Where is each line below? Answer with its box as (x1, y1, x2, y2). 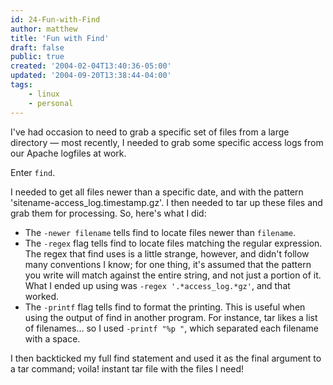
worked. (24, 290, 60, 302)
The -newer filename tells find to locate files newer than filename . (24, 226, 297, 238)
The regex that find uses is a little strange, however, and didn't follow (24, 247, 310, 260)
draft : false (10, 42, 65, 53)
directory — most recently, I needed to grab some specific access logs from (10, 136, 324, 148)
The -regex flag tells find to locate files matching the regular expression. (24, 237, 323, 249)
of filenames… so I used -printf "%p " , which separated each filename (24, 322, 320, 334)
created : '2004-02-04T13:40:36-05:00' (10, 61, 172, 71)
